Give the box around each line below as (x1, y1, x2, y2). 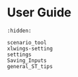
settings (7, 51, 32, 58)
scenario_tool (7, 39, 47, 46)
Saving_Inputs (7, 57, 47, 64)
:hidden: (7, 27, 32, 34)
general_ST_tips (7, 63, 53, 70)
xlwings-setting (7, 45, 53, 52)
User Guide (7, 5, 72, 20)
